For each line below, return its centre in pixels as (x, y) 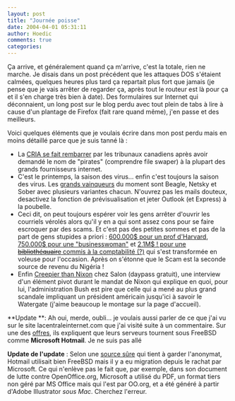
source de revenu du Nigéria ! (61, 267)
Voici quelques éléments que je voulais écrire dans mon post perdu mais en (117, 133)
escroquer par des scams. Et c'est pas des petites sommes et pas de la (121, 229)
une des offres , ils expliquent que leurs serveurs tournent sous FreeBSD (112, 333)
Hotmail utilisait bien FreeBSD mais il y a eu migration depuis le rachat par (115, 361)
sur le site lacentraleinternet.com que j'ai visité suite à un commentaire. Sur (117, 325)
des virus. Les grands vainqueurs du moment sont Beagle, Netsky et (117, 184)
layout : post (26, 14)
